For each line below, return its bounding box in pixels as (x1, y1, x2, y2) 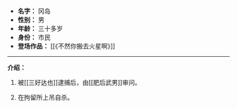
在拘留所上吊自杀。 (17, 93, 74, 101)
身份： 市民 (17, 33, 51, 41)
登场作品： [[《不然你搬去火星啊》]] (17, 42, 116, 50)
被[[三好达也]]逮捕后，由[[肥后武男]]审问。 (17, 79, 141, 86)
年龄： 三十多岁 (17, 25, 63, 32)
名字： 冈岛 (17, 7, 51, 15)
